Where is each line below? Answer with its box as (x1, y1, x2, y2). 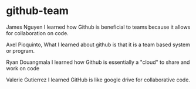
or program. (6, 47, 35, 54)
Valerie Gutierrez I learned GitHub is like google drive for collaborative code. (6, 76, 191, 83)
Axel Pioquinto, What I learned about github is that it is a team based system (6, 41, 191, 48)
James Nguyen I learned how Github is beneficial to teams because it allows (6, 23, 191, 30)
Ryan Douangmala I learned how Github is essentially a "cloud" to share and (6, 59, 190, 66)
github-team (6, 4, 69, 18)
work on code (6, 64, 40, 71)
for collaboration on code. (6, 29, 69, 36)
